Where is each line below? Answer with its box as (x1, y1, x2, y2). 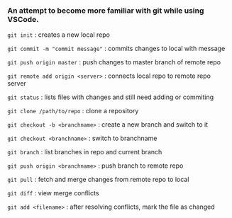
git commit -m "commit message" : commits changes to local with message (7, 45, 226, 53)
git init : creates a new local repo (7, 30, 110, 39)
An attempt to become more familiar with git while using (7, 6, 204, 16)
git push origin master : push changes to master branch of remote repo (7, 58, 221, 67)
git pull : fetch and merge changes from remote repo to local (7, 176, 189, 184)
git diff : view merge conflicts (7, 189, 99, 197)
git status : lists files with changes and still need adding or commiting (7, 93, 214, 101)
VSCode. (7, 14, 39, 24)
